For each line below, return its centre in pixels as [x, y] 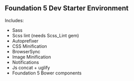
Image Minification [31, 57]
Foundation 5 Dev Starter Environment [67, 8]
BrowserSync [26, 51]
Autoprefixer [25, 41]
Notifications [25, 62]
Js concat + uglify [31, 67]
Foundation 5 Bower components [47, 73]
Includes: [14, 20]
